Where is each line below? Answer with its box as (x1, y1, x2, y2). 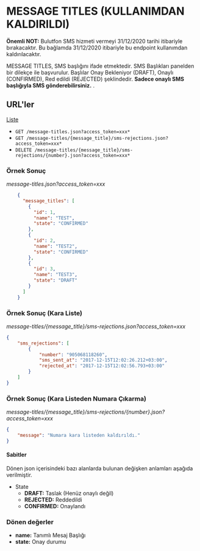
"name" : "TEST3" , (33, 272, 78, 278)
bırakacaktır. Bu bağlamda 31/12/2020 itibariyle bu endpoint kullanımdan (6, 44, 188, 51)
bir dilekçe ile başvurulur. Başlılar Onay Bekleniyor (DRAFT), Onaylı (6, 68, 174, 76)
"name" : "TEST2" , (33, 243, 78, 249)
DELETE (15, 147, 32, 153)
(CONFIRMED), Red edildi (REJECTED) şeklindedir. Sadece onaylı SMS (6, 75, 185, 82)
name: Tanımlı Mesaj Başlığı (15, 531, 86, 539)
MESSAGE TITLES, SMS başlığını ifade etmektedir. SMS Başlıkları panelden (6, 62, 195, 70)
